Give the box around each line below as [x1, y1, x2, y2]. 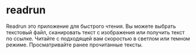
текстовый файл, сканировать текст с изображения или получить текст [6, 28, 185, 35]
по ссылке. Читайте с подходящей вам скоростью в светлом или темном [6, 35, 190, 42]
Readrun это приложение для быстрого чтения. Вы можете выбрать [6, 23, 177, 30]
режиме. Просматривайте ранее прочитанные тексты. [6, 41, 143, 48]
